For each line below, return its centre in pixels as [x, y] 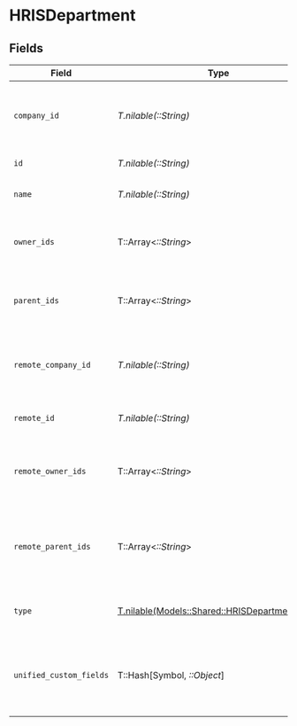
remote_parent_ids [52, 546]
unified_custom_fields [61, 675]
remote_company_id [52, 365]
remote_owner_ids [50, 471]
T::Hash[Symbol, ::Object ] [171, 675]
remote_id [34, 418]
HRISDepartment [72, 16]
